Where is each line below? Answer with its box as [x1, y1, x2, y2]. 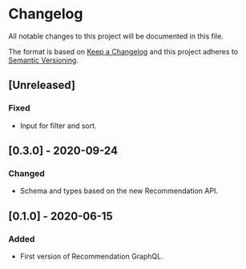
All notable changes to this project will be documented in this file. [8, 31, 224, 41]
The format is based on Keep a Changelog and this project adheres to [8, 46, 239, 56]
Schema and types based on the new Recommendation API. [19, 186, 219, 196]
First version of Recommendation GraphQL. [19, 251, 163, 261]
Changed [8, 167, 46, 179]
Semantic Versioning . [8, 55, 79, 65]
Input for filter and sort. [19, 121, 98, 130]
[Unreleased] [8, 78, 76, 92]
